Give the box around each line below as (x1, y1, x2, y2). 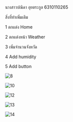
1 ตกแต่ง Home (5, 24, 33, 30)
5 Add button (5, 63, 32, 69)
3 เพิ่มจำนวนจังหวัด (5, 44, 37, 50)
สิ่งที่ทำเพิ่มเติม (5, 14, 28, 20)
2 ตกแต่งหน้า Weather (5, 34, 45, 40)
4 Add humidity (5, 54, 36, 60)
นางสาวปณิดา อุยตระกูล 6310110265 (5, 4, 69, 10)
